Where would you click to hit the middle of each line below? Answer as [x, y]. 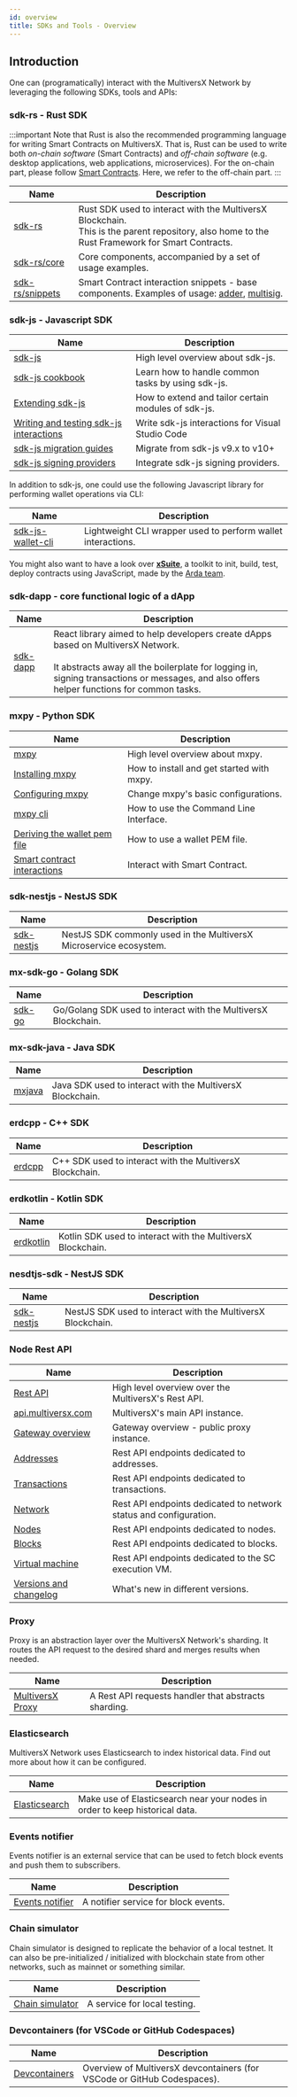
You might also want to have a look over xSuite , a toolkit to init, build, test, [144, 563]
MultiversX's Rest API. [158, 1398]
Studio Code [161, 433]
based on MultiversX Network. [116, 645]
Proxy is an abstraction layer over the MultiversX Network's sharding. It [139, 1640]
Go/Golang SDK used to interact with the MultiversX [160, 1010]
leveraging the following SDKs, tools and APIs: [93, 92]
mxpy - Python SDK [52, 716]
